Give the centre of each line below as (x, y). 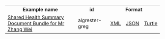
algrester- (90, 20)
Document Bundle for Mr (36, 23)
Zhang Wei (20, 29)
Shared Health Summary (36, 17)
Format (134, 9)
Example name (40, 9)
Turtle (151, 23)
